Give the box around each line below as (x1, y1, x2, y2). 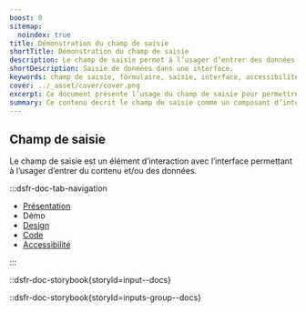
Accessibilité (22, 239, 71, 250)
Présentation (22, 201, 71, 212)
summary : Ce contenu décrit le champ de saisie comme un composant (9, 97, 271, 107)
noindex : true (17, 30, 71, 39)
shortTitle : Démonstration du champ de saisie (9, 47, 189, 56)
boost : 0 (9, 13, 43, 23)
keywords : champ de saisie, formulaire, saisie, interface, (9, 73, 243, 82)
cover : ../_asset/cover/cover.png (9, 81, 141, 90)
